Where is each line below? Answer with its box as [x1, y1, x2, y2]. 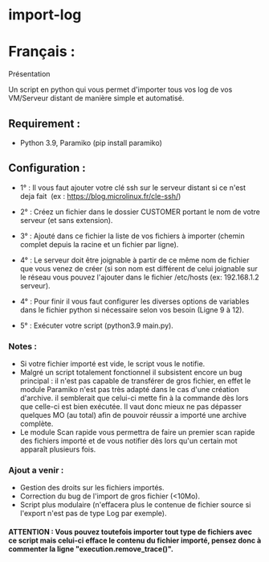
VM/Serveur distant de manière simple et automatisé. [8, 93, 185, 103]
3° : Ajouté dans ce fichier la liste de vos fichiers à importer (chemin [19, 231, 245, 241]
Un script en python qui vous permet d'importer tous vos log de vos [8, 85, 233, 94]
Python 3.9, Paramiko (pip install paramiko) [19, 138, 163, 147]
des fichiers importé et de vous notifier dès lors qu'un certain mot [19, 436, 238, 446]
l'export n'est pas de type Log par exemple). [19, 509, 167, 519]
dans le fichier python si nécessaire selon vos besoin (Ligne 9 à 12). [19, 304, 245, 315]
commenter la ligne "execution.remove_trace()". [8, 543, 174, 553]
